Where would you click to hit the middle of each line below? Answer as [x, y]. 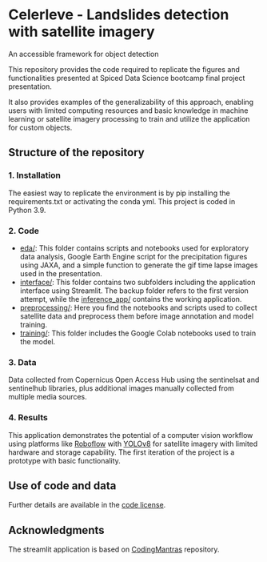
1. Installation [35, 175]
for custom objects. [40, 127]
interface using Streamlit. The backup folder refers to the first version [134, 291]
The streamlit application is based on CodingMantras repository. [114, 549]
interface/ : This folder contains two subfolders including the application [137, 282]
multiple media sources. [48, 397]
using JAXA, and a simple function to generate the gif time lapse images [139, 265]
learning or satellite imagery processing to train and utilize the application [129, 118]
